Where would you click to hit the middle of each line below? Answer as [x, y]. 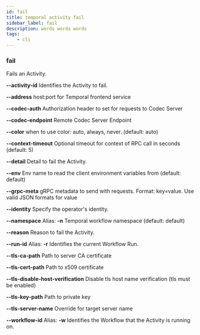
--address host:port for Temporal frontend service [69, 97]
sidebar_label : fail [32, 23]
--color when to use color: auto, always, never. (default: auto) [82, 132]
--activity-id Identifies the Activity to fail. [57, 85]
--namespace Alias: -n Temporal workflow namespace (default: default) [96, 221]
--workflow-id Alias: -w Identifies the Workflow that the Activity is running [98, 320]
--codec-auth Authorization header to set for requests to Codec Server [95, 109]
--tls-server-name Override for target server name [69, 309]
